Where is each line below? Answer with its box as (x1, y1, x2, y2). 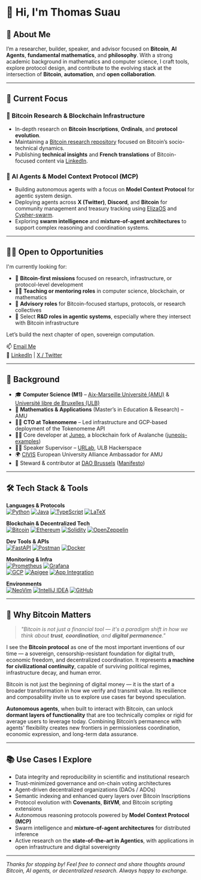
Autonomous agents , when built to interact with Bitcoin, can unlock (6, 705, 173, 713)
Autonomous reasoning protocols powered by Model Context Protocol (14, 812, 190, 819)
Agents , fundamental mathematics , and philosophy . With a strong (6, 52, 173, 59)
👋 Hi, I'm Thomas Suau (6, 5, 121, 19)
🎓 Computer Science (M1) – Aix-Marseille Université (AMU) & (14, 391, 169, 398)
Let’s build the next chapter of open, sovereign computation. (6, 331, 155, 338)
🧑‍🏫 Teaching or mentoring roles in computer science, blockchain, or (14, 287, 185, 295)
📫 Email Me (6, 343, 36, 350)
